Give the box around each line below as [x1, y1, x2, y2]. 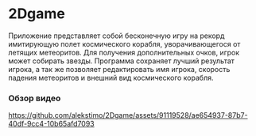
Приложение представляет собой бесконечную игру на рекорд [8, 31, 225, 40]
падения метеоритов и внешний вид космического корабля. [8, 73, 214, 82]
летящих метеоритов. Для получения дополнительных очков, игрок [8, 47, 240, 57]
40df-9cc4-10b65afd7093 [8, 119, 95, 129]
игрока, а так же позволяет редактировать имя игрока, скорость [8, 64, 231, 74]
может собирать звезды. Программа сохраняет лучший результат [8, 56, 235, 66]
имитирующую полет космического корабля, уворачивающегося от [8, 39, 241, 48]
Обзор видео [8, 93, 61, 104]
